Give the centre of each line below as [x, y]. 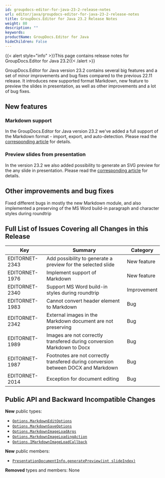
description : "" [22, 28]
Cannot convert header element [83, 301]
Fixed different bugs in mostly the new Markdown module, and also [73, 203]
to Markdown [62, 307]
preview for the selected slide [81, 265]
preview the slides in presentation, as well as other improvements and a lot [81, 86]
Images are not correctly [75, 336]
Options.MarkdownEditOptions [42, 421]
